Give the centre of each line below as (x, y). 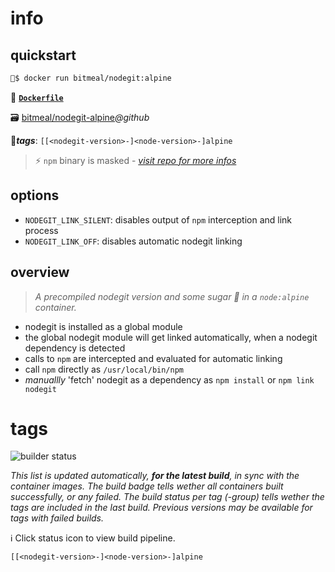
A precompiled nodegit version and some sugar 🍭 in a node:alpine (172, 296)
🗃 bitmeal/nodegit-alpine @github (80, 117)
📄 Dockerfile (37, 97)
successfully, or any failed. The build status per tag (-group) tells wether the (167, 497)
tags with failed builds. (57, 518)
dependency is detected (75, 348)
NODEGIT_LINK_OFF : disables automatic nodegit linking (133, 241)
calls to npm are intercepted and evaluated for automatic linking (153, 358)
